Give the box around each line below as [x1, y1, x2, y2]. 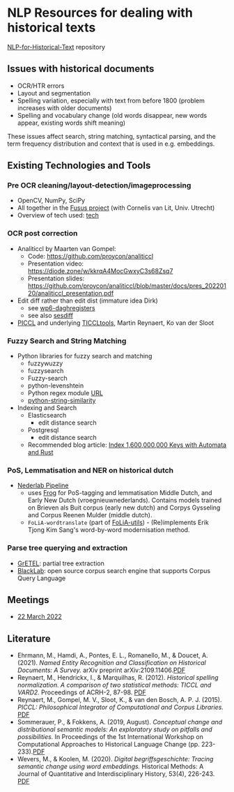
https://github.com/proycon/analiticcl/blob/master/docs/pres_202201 [27, 281, 226, 290]
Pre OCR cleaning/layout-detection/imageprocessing [7, 181, 192, 190]
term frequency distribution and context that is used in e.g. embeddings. [7, 139, 215, 148]
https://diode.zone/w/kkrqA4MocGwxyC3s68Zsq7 [27, 266, 173, 275]
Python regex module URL [27, 389, 103, 397]
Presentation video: [27, 259, 84, 268]
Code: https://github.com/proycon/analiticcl [27, 252, 154, 260]
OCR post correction [7, 229, 78, 238]
